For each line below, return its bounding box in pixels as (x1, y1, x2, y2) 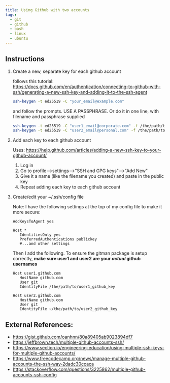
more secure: (12, 209, 41, 215)
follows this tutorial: (12, 78, 54, 84)
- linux (10, 31, 26, 36)
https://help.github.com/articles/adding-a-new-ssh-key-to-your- (26, 147, 161, 153)
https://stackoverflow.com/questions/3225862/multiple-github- (12, 366, 146, 372)
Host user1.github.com (12, 271, 61, 276)
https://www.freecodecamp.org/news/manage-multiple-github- (12, 355, 146, 362)
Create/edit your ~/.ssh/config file (12, 194, 84, 200)
